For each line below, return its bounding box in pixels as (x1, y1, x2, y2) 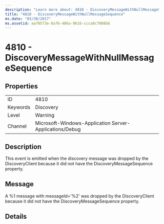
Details (5, 212, 27, 221)
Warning (35, 112, 55, 119)
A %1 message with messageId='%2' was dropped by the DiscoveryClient (5, 193, 155, 199)
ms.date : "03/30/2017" (5, 16, 51, 21)
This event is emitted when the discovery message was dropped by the (5, 156, 149, 161)
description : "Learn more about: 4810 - (5, 7, 89, 12)
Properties (5, 82, 38, 90)
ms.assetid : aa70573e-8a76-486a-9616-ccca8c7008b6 (5, 21, 110, 26)
